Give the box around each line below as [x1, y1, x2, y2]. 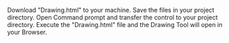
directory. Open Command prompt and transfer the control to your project [7, 13, 219, 21]
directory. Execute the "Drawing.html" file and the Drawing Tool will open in [7, 21, 223, 28]
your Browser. [7, 28, 47, 36]
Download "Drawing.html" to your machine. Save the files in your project [7, 6, 215, 14]
